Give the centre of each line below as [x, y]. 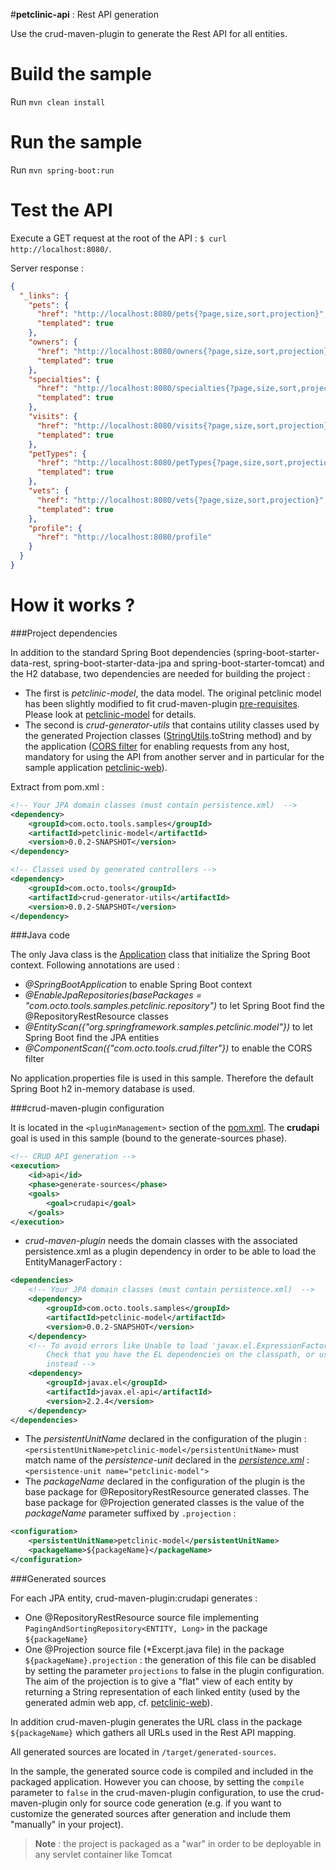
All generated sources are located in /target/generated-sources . [143, 1751]
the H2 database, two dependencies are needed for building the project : [160, 673]
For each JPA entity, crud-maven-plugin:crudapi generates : [134, 1598]
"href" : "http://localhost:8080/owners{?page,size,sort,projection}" [184, 351]
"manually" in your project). [67, 1824]
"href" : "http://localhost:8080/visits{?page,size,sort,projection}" [184, 425]
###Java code [40, 935]
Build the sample [81, 74]
